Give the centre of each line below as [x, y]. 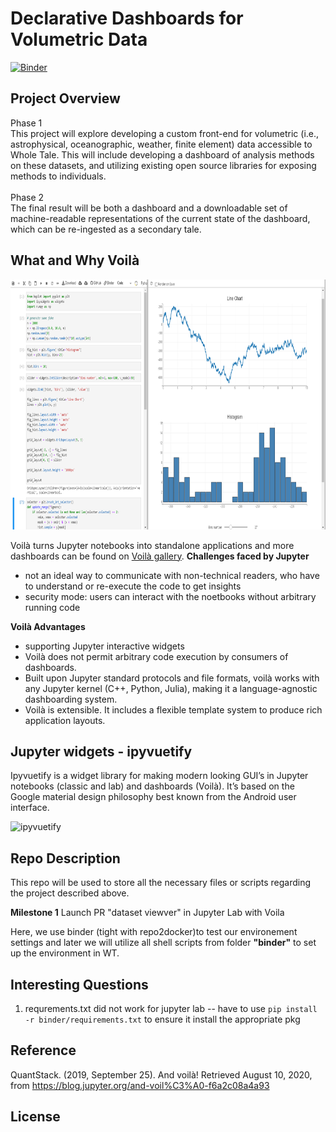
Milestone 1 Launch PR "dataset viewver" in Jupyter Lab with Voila [147, 913]
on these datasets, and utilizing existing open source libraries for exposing [163, 165]
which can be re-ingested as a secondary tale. [106, 229]
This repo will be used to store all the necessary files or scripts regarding [161, 883]
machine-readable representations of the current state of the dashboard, [160, 218]
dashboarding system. [71, 699]
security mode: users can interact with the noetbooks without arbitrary [170, 596]
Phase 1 [26, 123]
